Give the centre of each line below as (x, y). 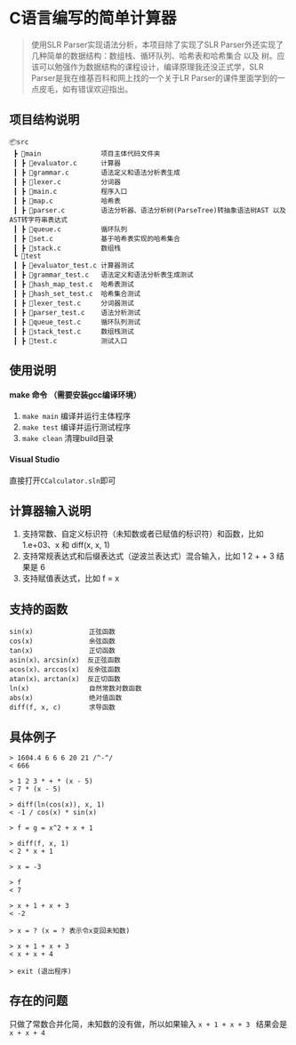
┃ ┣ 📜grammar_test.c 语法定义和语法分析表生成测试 (103, 275)
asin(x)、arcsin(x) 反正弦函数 (65, 660)
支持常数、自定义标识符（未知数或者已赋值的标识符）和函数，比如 (143, 534)
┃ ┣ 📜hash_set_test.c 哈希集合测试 (77, 293)
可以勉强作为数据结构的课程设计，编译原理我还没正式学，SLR (151, 67)
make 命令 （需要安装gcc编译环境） (76, 394)
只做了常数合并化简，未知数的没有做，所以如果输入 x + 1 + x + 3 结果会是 (148, 1024)
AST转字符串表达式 (39, 220)
